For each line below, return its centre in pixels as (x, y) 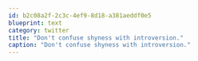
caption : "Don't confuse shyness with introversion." (100, 45)
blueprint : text (35, 23)
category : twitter (39, 30)
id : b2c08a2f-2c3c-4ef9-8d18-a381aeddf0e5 (80, 15)
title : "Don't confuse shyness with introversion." (96, 38)
